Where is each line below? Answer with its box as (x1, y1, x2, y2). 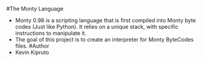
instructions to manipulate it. (15, 29, 87, 37)
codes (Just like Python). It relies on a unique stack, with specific (15, 23, 178, 30)
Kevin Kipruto (15, 49, 49, 56)
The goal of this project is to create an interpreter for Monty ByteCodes (15, 36, 194, 43)
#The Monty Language (6, 5, 64, 12)
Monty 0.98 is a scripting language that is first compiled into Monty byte (15, 17, 197, 23)
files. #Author (15, 42, 50, 49)
